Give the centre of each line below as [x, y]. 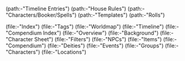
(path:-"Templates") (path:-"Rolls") [121, 15]
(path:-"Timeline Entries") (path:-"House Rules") [66, 9]
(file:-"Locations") [64, 52]
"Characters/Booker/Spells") [41, 15]
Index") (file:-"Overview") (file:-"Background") [101, 33]
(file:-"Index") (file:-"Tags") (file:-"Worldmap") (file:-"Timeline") [85, 27]
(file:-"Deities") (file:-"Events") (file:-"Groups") [105, 45]
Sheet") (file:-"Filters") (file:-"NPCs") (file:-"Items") [98, 39]
